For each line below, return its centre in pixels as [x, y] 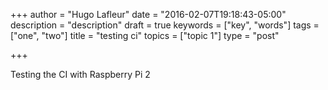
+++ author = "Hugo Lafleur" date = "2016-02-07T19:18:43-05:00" [148, 14]
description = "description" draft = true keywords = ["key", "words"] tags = [165, 25]
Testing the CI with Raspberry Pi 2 [80, 74]
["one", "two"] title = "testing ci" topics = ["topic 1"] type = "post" [145, 35]
